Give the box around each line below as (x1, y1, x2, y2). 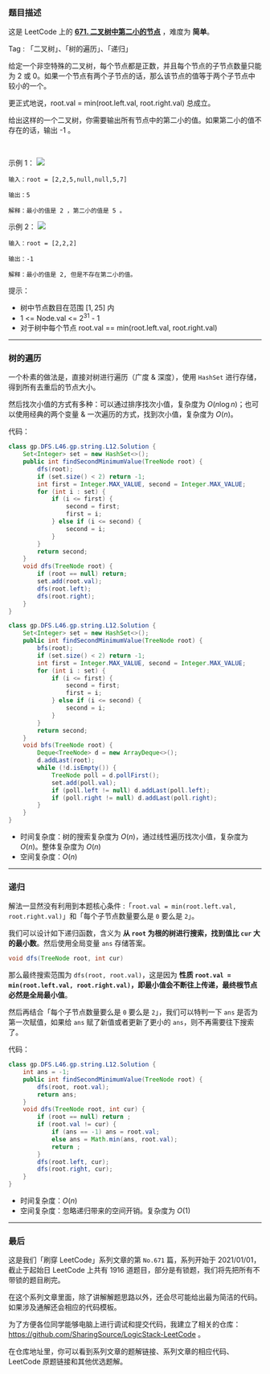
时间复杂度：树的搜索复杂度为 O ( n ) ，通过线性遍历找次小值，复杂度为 (19, 832, 248, 841)
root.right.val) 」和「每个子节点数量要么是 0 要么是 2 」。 (8, 911, 199, 921)
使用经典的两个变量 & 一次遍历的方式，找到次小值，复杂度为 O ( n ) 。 (14, 409, 239, 419)
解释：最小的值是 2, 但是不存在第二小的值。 (8, 271, 137, 279)
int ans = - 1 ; (22, 1068, 70, 1076)
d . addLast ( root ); (37, 756, 95, 765)
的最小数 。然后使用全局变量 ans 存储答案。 (8, 939, 150, 948)
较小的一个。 (8, 81, 51, 91)
